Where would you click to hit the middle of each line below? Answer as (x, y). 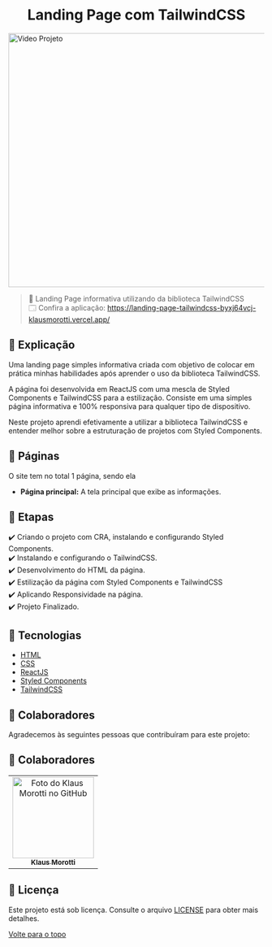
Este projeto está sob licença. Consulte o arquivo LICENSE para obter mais (133, 910)
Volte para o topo (37, 934)
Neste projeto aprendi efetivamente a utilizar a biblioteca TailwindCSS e (128, 422)
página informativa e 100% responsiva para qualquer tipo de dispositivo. (130, 406)
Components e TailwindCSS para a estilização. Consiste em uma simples (130, 397)
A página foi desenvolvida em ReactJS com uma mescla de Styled (119, 389)
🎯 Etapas (31, 517)
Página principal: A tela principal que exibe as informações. (121, 491)
